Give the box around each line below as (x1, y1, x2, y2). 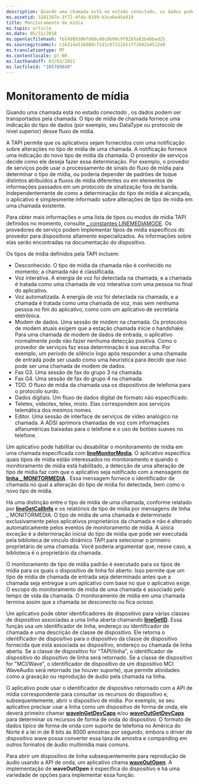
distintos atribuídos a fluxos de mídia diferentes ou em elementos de (6, 177, 173, 184)
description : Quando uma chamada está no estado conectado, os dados (6, 8, 182, 15)
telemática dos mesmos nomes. (14, 407, 93, 414)
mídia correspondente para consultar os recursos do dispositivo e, (6, 691, 169, 698)
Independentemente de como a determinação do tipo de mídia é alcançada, (6, 190, 191, 197)
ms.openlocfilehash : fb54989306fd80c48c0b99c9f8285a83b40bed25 (6, 36, 166, 42)
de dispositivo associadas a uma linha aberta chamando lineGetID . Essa (6, 616, 182, 623)
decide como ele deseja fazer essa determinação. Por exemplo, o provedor (6, 158, 190, 165)
